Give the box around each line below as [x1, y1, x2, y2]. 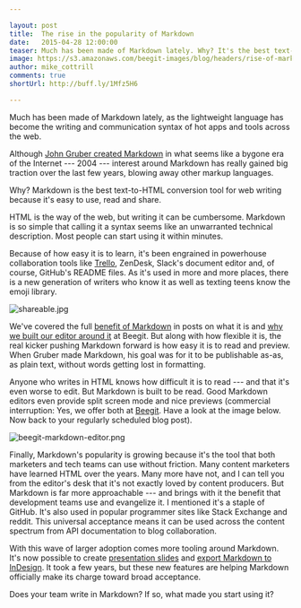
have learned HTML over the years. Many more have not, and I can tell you [9, 468, 285, 479]
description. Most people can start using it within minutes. [9, 230, 224, 241]
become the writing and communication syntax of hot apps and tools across [9, 121, 290, 132]
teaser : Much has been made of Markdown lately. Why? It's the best [9, 46, 271, 55]
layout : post [9, 21, 58, 30]
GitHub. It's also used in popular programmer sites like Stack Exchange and [9, 506, 288, 517]
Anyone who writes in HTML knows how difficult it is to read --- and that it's [9, 376, 289, 387]
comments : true [9, 71, 66, 81]
